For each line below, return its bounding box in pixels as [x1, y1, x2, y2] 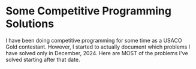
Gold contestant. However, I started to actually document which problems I [5, 43, 190, 50]
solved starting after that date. [5, 56, 80, 63]
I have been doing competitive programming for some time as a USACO [5, 37, 182, 44]
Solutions [5, 17, 55, 31]
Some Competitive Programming [5, 4, 172, 18]
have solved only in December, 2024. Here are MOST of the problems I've [5, 49, 188, 56]
